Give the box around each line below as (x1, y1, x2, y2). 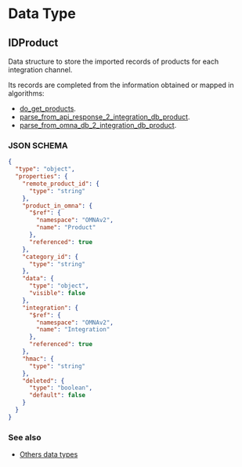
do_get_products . (19, 104, 77, 113)
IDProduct (8, 36, 59, 49)
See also (8, 432, 42, 443)
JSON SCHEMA (8, 140, 68, 151)
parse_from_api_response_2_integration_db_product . (19, 112, 190, 122)
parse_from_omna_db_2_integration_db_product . (19, 121, 177, 130)
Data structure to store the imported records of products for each (8, 57, 219, 66)
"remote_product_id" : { (22, 180, 100, 188)
